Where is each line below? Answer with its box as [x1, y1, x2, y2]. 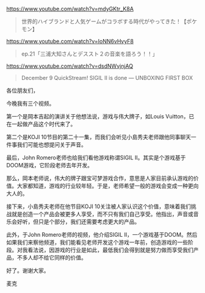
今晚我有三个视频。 [6, 100, 55, 107]
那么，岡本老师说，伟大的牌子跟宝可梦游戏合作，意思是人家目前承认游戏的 [6, 175, 193, 182]
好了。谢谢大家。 [6, 267, 49, 274]
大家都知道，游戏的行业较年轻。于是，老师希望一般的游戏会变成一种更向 [16, 183, 199, 189]
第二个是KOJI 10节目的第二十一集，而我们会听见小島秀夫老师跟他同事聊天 [6, 134, 191, 140]
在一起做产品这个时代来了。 [6, 120, 76, 128]
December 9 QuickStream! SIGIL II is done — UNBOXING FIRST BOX [21, 74, 193, 81]
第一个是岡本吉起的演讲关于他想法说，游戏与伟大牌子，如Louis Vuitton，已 [6, 113, 195, 120]
